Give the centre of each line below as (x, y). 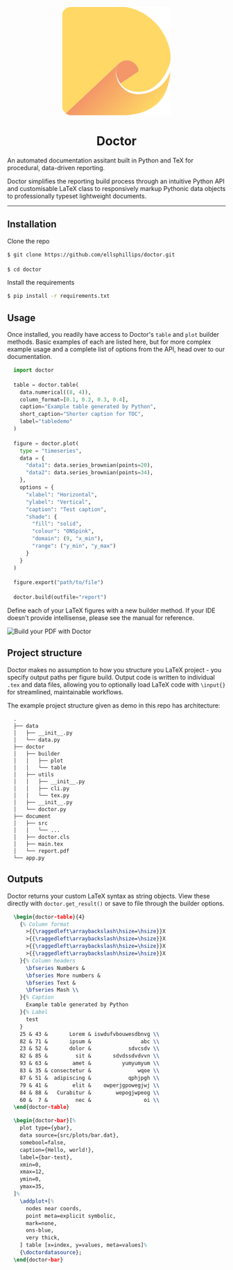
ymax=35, (32, 1187)
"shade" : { (41, 517)
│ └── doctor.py (40, 809)
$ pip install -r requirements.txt (59, 296)
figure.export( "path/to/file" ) (59, 583)
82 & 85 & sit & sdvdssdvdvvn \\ (89, 1056)
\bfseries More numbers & (63, 976)
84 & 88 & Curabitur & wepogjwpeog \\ (89, 1093)
